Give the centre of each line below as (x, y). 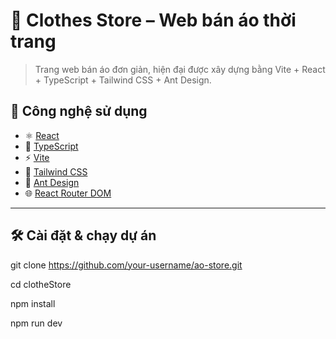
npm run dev (36, 323)
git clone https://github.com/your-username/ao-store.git (126, 265)
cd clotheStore (41, 284)
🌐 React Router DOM (68, 193)
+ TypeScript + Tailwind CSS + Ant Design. (123, 80)
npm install (33, 303)
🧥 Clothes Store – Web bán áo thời (153, 20)
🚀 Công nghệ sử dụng (79, 111)
